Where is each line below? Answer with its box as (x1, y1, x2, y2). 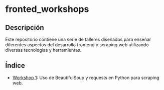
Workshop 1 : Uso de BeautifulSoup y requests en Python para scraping (12, 75, 159, 81)
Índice (5, 61, 25, 70)
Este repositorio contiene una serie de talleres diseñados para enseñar (5, 36, 151, 42)
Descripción (5, 23, 44, 32)
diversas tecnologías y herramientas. (5, 47, 82, 53)
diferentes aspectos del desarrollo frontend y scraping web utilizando (5, 42, 149, 48)
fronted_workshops (5, 3, 89, 15)
